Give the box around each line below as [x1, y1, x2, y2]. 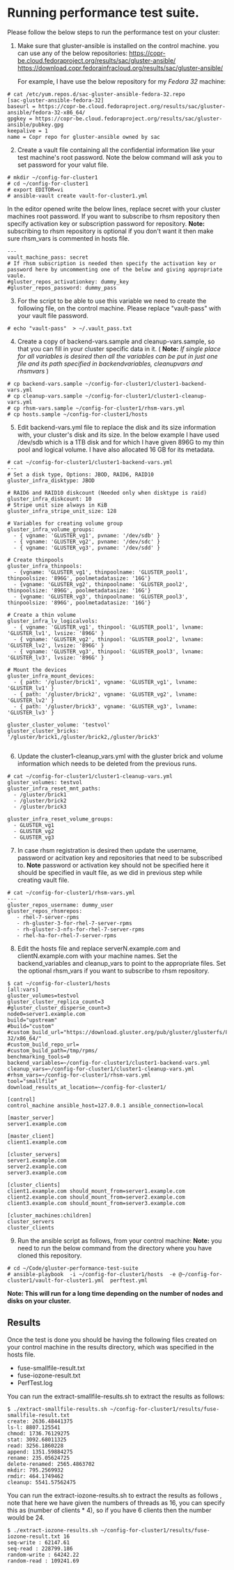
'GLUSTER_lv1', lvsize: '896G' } [7, 629, 104, 636]
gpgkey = [7, 115, 33, 122]
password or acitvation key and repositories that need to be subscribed [17, 853, 223, 862]
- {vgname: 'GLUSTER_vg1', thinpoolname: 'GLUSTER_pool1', [13, 569, 189, 576]
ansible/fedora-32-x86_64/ [7, 109, 86, 116]
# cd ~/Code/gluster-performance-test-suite [7, 1264, 139, 1271]
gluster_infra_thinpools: [7, 562, 82, 569]
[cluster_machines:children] [7, 1212, 92, 1219]
